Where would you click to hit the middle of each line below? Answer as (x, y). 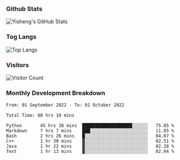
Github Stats (24, 9)
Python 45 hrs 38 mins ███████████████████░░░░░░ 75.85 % (90, 126)
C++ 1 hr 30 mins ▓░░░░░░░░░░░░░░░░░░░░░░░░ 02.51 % (90, 141)
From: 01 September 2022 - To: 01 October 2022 (65, 105)
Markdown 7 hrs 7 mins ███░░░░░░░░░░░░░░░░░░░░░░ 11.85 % (90, 131)
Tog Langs (21, 37)
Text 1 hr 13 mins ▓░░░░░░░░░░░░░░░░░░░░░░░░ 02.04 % (90, 152)
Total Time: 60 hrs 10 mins (40, 116)
